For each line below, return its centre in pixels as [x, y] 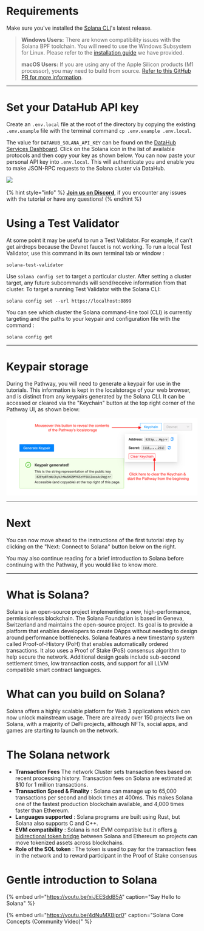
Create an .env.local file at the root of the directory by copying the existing [101, 124]
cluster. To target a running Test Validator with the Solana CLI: [83, 289]
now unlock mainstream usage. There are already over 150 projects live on [99, 718]
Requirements [42, 11]
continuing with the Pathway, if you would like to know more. [82, 565]
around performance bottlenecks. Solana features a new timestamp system [100, 637]
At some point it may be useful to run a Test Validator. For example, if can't [100, 240]
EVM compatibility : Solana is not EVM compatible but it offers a [96, 830]
